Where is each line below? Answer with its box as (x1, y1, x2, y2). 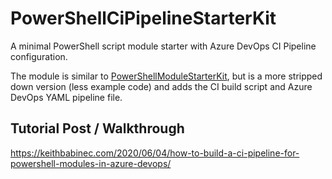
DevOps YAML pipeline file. (10, 91, 123, 103)
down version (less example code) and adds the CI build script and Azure (10, 80, 313, 92)
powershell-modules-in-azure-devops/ (10, 157, 172, 169)
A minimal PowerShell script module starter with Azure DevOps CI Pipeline (10, 40, 317, 52)
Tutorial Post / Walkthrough (10, 120, 185, 137)
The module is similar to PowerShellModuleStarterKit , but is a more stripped (10, 70, 323, 82)
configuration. (10, 50, 68, 62)
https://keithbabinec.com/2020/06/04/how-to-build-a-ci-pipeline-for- (10, 147, 300, 159)
